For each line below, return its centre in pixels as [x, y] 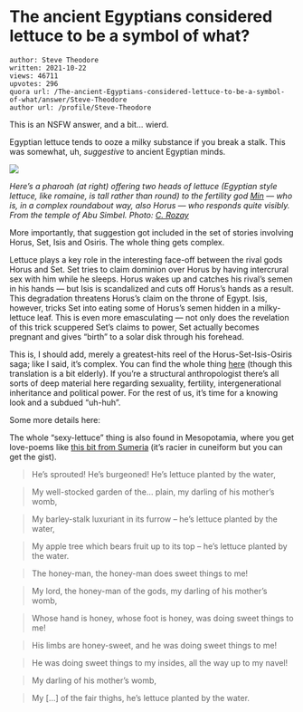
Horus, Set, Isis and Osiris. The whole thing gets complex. [117, 242]
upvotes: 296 [34, 83]
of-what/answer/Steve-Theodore [68, 100]
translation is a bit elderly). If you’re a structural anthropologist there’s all [144, 373]
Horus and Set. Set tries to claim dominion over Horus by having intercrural [149, 269]
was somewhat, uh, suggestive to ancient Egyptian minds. [118, 151]
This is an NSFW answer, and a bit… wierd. [89, 124]
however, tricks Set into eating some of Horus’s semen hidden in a [133, 308]
